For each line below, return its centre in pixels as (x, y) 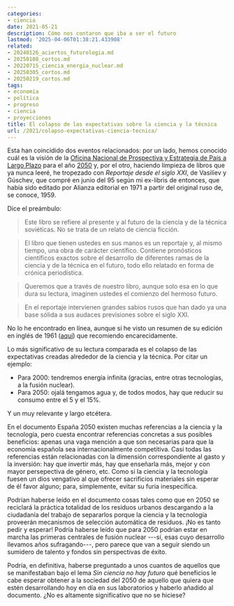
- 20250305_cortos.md (39, 72)
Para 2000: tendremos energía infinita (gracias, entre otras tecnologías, (120, 377)
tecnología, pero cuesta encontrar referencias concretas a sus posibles (110, 435)
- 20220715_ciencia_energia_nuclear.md (65, 66)
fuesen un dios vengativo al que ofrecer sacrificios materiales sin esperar (113, 479)
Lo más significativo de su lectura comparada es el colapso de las (102, 349)
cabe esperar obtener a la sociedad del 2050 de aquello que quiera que (111, 580)
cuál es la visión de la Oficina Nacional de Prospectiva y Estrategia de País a (117, 158)
